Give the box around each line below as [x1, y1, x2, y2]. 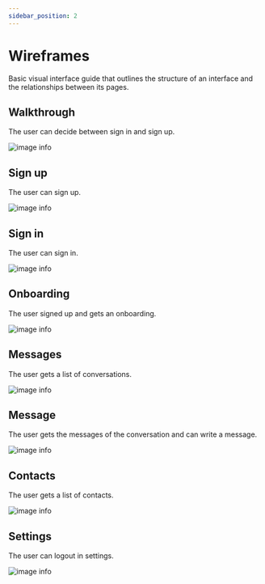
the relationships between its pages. [8, 82, 129, 91]
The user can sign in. [8, 248, 78, 257]
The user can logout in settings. [8, 551, 115, 561]
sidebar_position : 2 [8, 11, 78, 20]
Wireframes [8, 46, 90, 65]
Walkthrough [8, 105, 75, 119]
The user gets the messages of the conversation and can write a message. [8, 430, 258, 439]
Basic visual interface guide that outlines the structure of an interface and [8, 74, 253, 83]
